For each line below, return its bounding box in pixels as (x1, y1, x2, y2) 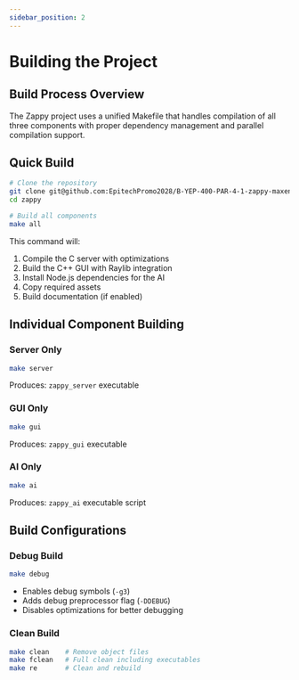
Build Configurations (9, 523, 127, 538)
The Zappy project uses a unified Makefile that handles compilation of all (9, 111, 276, 121)
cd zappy (9, 195, 42, 205)
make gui (9, 422, 42, 431)
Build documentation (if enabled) (21, 291, 143, 301)
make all (9, 219, 42, 228)
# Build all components (9, 211, 98, 221)
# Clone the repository (9, 179, 98, 188)
